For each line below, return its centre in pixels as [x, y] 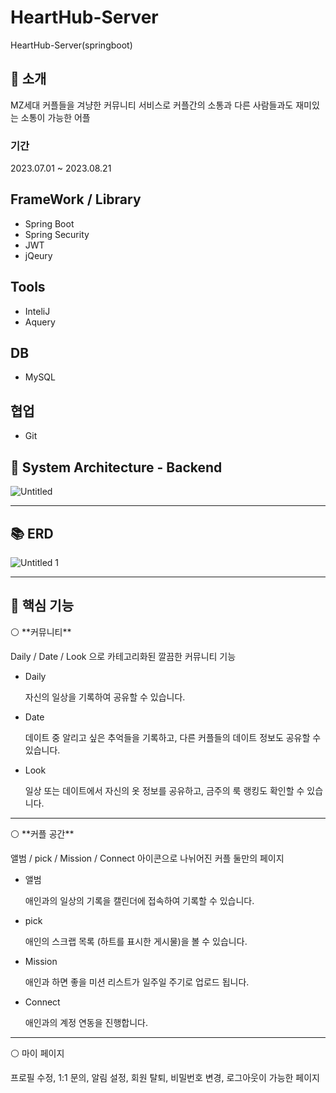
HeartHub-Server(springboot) [71, 45]
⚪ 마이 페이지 [37, 1053]
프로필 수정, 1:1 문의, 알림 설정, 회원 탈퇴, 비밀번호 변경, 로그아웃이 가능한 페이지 [165, 1077]
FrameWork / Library [76, 199]
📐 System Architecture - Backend [116, 467]
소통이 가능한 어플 [55, 117]
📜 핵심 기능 [42, 606]
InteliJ [37, 311]
